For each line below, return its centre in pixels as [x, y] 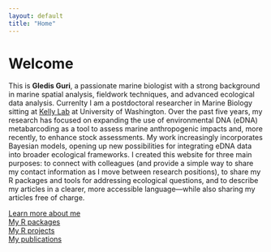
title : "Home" [32, 23]
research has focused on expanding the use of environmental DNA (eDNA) [133, 120]
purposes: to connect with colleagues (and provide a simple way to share [131, 164]
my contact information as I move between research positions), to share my [135, 172]
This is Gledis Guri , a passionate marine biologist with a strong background [134, 86]
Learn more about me [45, 214]
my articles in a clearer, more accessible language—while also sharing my [132, 189]
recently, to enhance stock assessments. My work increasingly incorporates [136, 138]
